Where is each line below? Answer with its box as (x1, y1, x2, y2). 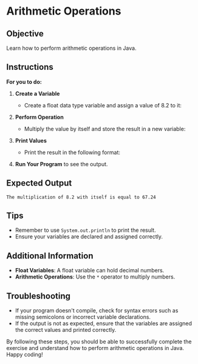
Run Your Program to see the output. (15, 160, 108, 167)
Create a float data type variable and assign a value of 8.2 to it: (24, 101, 182, 109)
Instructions (6, 62, 53, 72)
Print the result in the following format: (24, 149, 120, 156)
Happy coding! (6, 351, 44, 359)
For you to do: (6, 78, 43, 86)
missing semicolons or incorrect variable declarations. (15, 314, 151, 321)
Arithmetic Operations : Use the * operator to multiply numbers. (15, 273, 176, 280)
